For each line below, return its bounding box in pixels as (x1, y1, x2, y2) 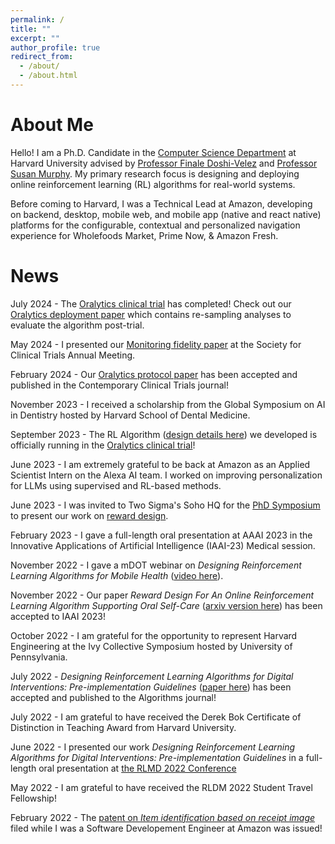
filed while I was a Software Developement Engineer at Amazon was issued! (10, 822, 323, 834)
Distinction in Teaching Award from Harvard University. (10, 721, 237, 733)
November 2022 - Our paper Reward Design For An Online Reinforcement (10, 589, 315, 601)
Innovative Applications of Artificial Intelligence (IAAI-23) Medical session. (10, 539, 316, 551)
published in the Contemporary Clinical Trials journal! (10, 379, 229, 391)
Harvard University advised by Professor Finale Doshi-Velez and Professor (10, 157, 318, 169)
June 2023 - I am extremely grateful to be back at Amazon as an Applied (10, 458, 311, 470)
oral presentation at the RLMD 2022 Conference (38, 762, 237, 774)
